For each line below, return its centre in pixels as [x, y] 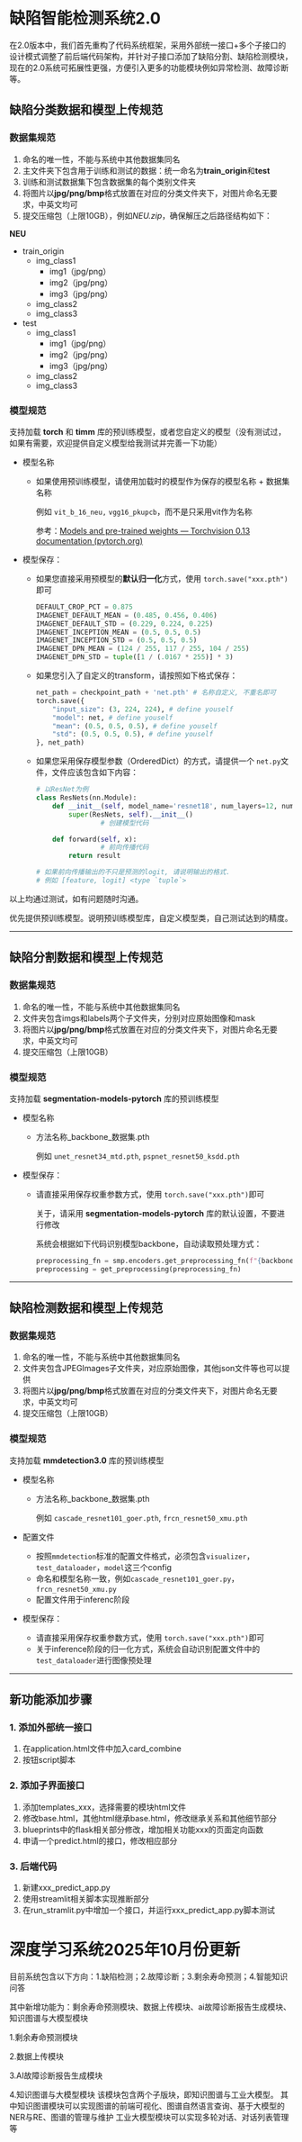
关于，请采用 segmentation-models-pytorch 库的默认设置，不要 [156, 1213]
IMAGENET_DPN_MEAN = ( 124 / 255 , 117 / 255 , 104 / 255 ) [142, 649]
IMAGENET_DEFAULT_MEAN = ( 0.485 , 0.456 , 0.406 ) [126, 615]
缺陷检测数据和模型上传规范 [86, 1308]
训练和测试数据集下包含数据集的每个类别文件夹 [109, 182]
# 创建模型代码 [124, 823]
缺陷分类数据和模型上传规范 [86, 110]
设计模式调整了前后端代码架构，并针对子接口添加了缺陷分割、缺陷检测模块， [151, 56]
